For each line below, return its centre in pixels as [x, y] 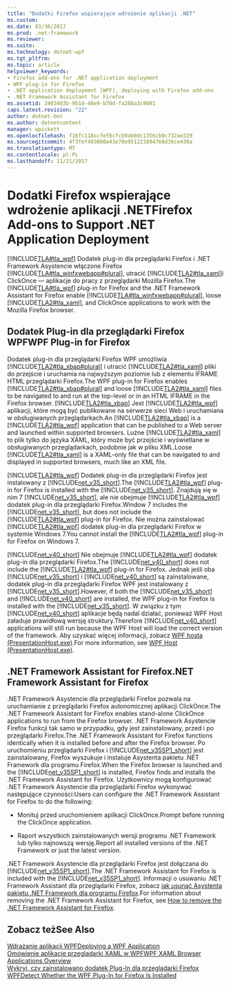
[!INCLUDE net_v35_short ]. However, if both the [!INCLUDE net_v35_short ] [110, 591]
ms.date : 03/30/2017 [37, 26]
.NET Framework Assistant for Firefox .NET [101, 671]
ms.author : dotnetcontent [44, 123]
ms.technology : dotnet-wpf [46, 52]
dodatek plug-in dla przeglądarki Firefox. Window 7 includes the [97, 504]
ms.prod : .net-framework [43, 33]
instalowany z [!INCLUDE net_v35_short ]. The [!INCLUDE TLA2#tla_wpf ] [107, 482]
